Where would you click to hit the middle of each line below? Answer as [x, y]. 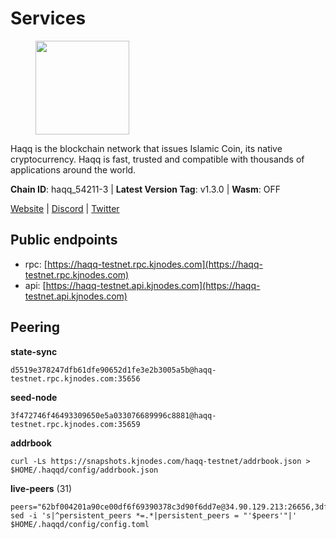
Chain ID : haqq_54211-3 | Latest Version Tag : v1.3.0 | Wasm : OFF [145, 189]
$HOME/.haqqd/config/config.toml [80, 524]
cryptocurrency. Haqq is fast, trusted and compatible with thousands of [157, 159]
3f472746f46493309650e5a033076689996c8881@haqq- [113, 415]
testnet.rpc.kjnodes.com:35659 [75, 424]
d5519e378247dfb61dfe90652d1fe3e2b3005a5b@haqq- [113, 370]
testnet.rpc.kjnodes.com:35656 [75, 378]
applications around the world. [73, 169]
